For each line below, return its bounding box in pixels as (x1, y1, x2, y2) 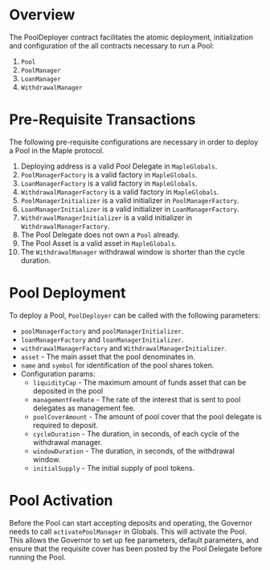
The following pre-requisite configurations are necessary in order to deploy (9, 137, 259, 147)
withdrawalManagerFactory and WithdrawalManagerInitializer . (20, 343, 227, 352)
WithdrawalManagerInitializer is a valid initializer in (20, 212, 192, 223)
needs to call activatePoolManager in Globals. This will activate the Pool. (9, 526, 247, 536)
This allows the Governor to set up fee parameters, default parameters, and (9, 535, 260, 545)
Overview (9, 6, 76, 24)
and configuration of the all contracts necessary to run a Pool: (9, 40, 215, 50)
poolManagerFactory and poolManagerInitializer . (20, 326, 184, 335)
